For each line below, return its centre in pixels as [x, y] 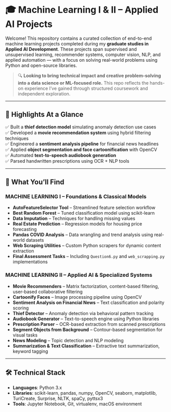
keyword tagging [30, 351]
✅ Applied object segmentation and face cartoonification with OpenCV [81, 149]
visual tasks [25, 335]
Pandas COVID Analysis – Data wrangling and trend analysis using [83, 235]
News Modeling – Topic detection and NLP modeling [68, 340]
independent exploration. [44, 94]
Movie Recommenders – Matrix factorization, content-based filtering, [86, 286]
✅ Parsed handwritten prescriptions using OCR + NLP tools [67, 161]
